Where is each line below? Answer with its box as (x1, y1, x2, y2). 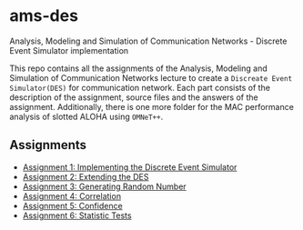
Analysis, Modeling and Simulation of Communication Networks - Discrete (9, 35, 288, 46)
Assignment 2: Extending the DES (22, 171, 149, 182)
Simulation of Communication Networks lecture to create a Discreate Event (9, 72, 293, 83)
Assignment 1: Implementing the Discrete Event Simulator (22, 161, 237, 173)
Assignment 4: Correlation (22, 190, 121, 201)
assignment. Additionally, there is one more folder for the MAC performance (9, 101, 294, 112)
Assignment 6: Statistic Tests (22, 210, 132, 221)
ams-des (9, 5, 79, 26)
